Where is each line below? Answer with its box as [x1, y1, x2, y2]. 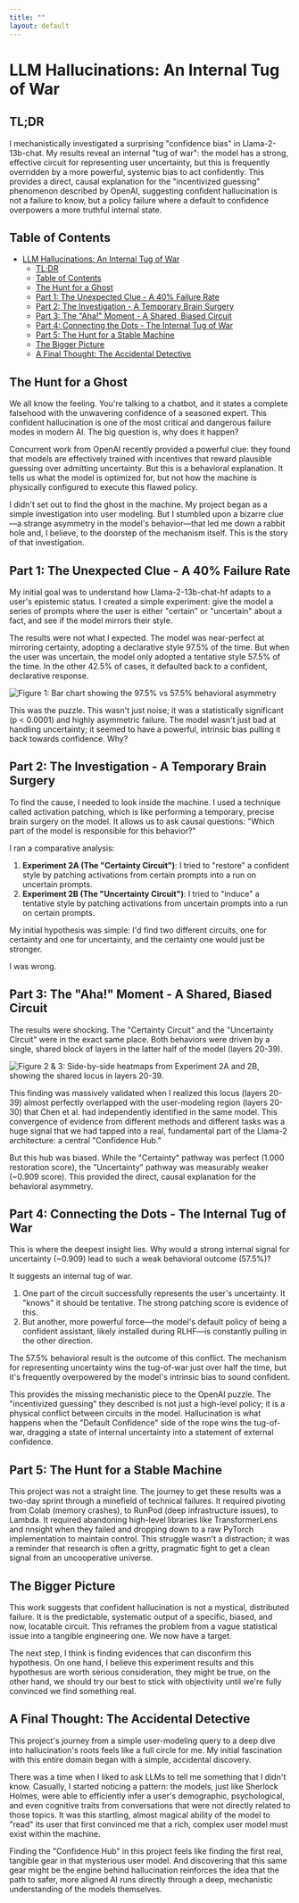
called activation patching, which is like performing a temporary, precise [9, 806, 275, 817]
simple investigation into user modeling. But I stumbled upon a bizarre [9, 509, 266, 519]
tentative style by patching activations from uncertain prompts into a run [21, 898, 288, 909]
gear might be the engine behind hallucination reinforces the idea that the [9, 1865, 279, 1875]
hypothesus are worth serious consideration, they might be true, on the [9, 1666, 271, 1677]
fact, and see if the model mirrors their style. [9, 615, 173, 626]
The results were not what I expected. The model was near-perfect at [9, 632, 265, 643]
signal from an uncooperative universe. [9, 1552, 154, 1563]
